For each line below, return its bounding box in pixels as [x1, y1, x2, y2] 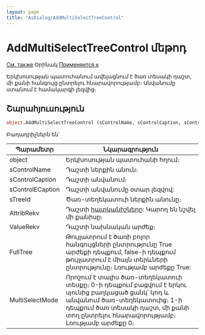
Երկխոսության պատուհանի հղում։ [65, 156, 180, 164]
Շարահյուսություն [6, 103, 85, 113]
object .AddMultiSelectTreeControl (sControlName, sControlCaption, [6, 120, 182, 126]
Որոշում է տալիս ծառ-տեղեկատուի [65, 273, 182, 281]
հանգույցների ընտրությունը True [65, 240, 172, 249]
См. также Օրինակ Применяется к [6, 61, 99, 68]
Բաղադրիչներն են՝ [6, 131, 60, 138]
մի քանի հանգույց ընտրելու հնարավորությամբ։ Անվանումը [6, 79, 176, 87]
